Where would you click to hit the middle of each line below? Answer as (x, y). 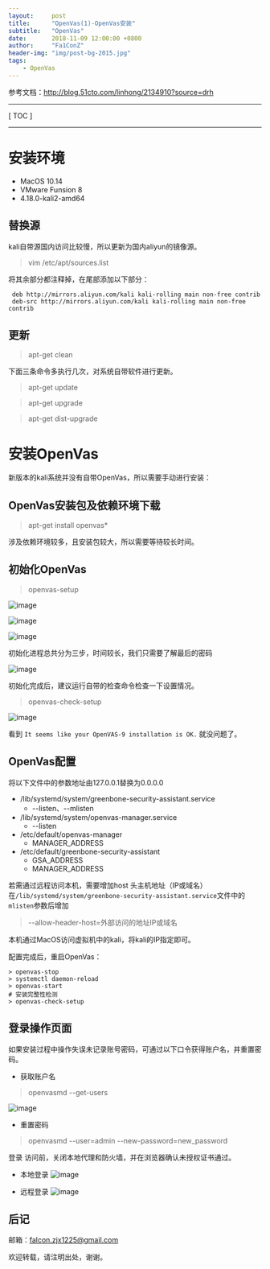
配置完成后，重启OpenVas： (55, 956)
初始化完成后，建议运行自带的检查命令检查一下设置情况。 (103, 686)
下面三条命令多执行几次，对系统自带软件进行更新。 (93, 372)
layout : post (37, 16)
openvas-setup (53, 589)
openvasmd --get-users (68, 1092)
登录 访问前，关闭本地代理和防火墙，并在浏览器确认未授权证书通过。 (122, 1157)
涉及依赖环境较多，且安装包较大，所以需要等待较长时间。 (103, 542)
